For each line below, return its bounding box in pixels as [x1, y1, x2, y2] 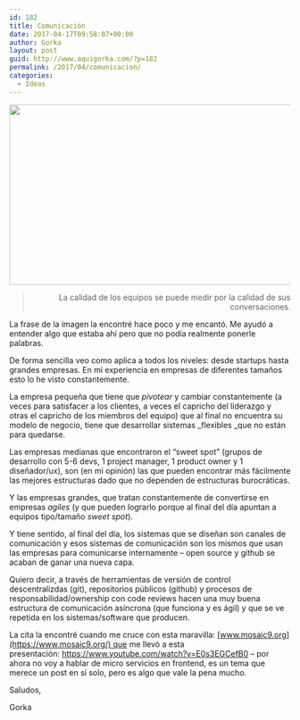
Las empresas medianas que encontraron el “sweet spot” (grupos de [9, 446, 262, 457]
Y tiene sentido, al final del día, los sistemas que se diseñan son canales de [9, 528, 287, 539]
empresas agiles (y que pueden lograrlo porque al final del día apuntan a [9, 501, 277, 512]
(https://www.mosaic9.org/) [9, 639, 112, 650]
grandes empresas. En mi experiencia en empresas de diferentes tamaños [9, 364, 283, 375]
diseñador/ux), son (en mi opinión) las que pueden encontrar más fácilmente [9, 465, 291, 476]
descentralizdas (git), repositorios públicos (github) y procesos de [9, 583, 253, 594]
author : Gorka [9, 37, 62, 47]
